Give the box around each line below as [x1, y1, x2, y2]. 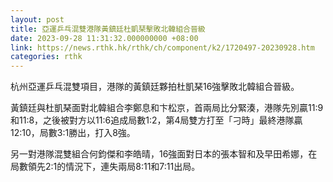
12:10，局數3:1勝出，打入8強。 [10, 127, 136, 139]
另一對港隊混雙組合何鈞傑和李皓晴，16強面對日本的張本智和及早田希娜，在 [10, 148, 318, 160]
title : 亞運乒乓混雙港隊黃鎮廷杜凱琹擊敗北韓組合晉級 [10, 24, 206, 34]
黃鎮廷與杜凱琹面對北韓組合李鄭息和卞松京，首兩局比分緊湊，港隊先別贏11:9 [10, 102, 324, 114]
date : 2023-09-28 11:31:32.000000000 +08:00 [10, 33, 199, 43]
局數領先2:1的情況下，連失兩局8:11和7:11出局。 [10, 161, 201, 173]
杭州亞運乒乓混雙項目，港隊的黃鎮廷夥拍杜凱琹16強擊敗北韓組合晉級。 [10, 81, 300, 93]
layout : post [10, 14, 65, 25]
